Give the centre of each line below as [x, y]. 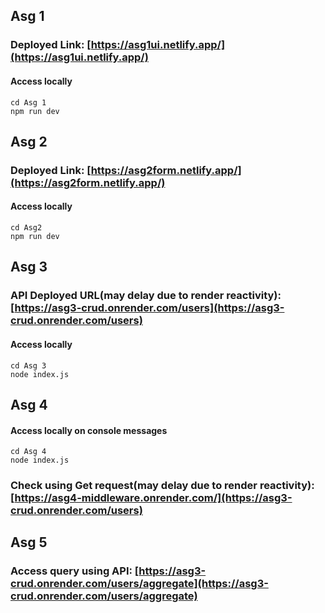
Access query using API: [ [75, 571]
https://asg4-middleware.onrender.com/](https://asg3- [153, 498]
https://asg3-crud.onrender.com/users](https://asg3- [149, 308]
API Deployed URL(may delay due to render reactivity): [146, 296]
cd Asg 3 [28, 365]
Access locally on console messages [89, 430]
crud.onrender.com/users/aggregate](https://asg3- [139, 584]
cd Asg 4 [28, 452]
